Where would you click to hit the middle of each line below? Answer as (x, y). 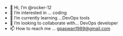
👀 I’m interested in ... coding (38, 13)
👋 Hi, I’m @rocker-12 (31, 8)
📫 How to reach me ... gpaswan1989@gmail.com (60, 28)
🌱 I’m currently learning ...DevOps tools (50, 18)
